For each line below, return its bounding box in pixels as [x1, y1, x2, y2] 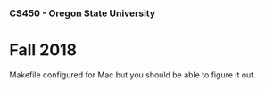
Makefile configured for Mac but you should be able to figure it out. [9, 69, 256, 80]
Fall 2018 [9, 40, 78, 61]
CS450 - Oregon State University [9, 7, 156, 20]
